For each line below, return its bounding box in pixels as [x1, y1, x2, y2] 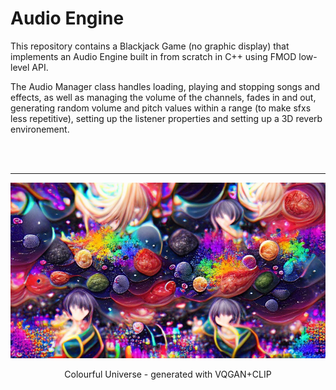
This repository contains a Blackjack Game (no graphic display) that [10, 40, 290, 52]
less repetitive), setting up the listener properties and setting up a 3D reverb [10, 112, 323, 124]
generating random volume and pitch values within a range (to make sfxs [10, 102, 312, 114]
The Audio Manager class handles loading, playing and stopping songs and [10, 80, 321, 92]
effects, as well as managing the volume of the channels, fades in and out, [10, 91, 317, 103]
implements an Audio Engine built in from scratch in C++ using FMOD [10, 50, 297, 62]
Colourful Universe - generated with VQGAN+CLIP [64, 368, 272, 380]
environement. [10, 123, 70, 135]
